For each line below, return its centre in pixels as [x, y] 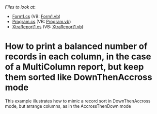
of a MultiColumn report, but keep [74, 67]
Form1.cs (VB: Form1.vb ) [36, 16]
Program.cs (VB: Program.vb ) [41, 22]
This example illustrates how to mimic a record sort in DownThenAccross [78, 101]
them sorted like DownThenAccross [79, 77]
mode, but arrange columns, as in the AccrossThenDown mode [68, 106]
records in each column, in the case [78, 57]
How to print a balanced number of [76, 46]
